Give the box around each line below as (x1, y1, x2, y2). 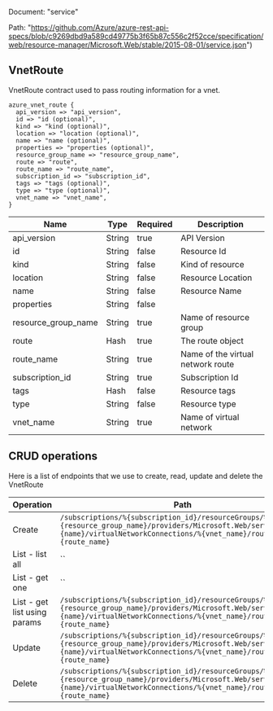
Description (197, 218, 244, 230)
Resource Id (180, 245, 227, 257)
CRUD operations (8, 450, 98, 463)
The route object (180, 335, 244, 346)
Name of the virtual (180, 348, 254, 359)
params (12, 617, 42, 628)
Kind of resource (180, 258, 245, 270)
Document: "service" (8, 7, 79, 16)
